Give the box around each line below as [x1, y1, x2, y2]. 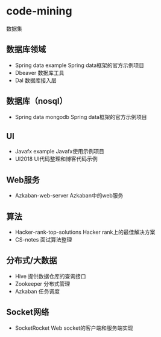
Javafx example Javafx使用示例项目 [14, 148, 104, 155]
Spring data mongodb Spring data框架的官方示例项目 [14, 113, 147, 120]
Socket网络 [6, 307, 49, 318]
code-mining [6, 4, 72, 18]
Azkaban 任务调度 [14, 287, 60, 295]
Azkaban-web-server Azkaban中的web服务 [14, 192, 124, 199]
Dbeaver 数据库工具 [14, 69, 65, 76]
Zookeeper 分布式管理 [14, 280, 71, 287]
